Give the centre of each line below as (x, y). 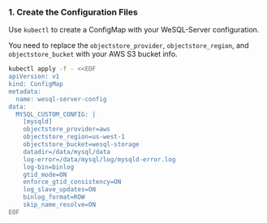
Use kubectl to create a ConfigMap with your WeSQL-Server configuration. (134, 30)
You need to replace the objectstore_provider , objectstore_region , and (129, 45)
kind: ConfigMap (36, 84)
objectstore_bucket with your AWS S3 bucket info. (93, 54)
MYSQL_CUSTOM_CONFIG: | (56, 114)
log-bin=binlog (49, 167)
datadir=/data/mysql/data (67, 152)
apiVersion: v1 (34, 77)
